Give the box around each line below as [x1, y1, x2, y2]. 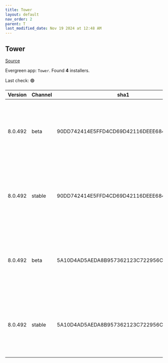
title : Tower [5, 7, 32, 13]
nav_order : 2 [5, 17, 32, 22]
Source [5, 58, 20, 64]
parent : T [5, 21, 26, 27]
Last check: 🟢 [5, 77, 35, 83]
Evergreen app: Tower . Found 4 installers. [5, 67, 90, 73]
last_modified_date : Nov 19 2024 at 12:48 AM [5, 26, 101, 31]
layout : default [5, 12, 39, 17]
